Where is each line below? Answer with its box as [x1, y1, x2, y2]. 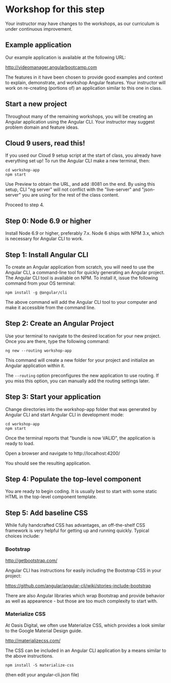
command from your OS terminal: [5, 280, 76, 286]
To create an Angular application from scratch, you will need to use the [5, 264, 155, 270]
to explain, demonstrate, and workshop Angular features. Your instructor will [5, 79, 166, 85]
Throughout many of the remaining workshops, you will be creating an [5, 113, 153, 119]
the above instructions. [5, 652, 54, 659]
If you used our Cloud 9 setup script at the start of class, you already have [5, 152, 162, 159]
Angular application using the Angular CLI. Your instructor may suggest [5, 118, 155, 125]
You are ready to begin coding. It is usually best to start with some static [5, 489, 157, 495]
